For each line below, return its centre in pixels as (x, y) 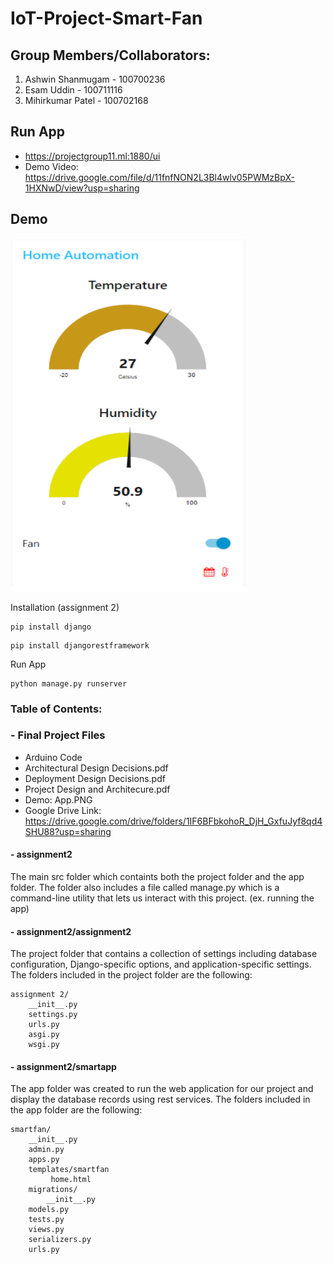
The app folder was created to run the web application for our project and (162, 1089)
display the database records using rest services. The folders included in (160, 1099)
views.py (46, 1230)
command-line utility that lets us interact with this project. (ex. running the (162, 898)
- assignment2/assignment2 (71, 931)
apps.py (44, 1160)
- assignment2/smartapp (63, 1066)
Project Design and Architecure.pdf (97, 789)
